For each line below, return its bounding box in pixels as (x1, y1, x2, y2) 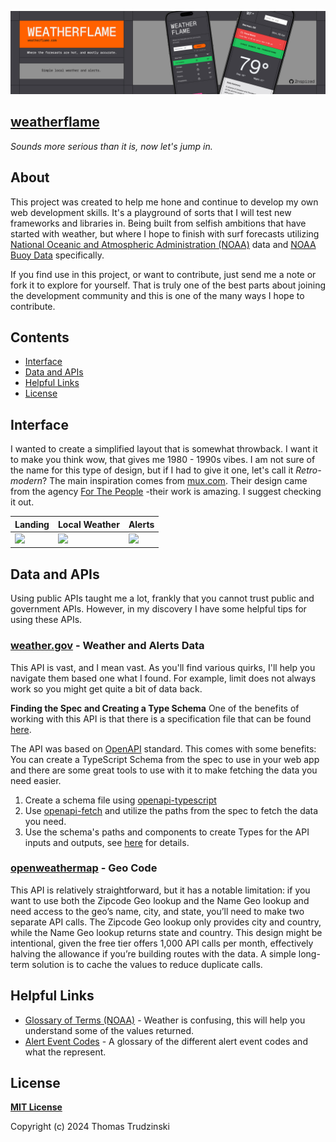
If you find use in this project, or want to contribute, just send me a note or (10, 268, 317, 280)
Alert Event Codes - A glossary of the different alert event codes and (24, 1035, 308, 1047)
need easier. (10, 774, 62, 786)
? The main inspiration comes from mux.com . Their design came (42, 475, 308, 487)
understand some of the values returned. (24, 1024, 195, 1036)
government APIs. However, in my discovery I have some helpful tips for (10, 603, 307, 615)
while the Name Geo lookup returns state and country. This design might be (10, 926, 323, 938)
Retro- (295, 464, 322, 476)
